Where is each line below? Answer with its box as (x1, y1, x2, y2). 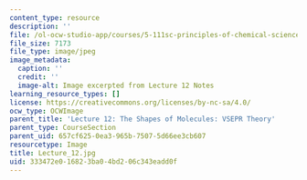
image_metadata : (9, 55, 71, 65)
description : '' (9, 22, 71, 31)
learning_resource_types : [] (9, 89, 121, 98)
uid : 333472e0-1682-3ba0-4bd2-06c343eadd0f (9, 156, 178, 166)
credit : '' (17, 73, 59, 82)
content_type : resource (9, 13, 101, 23)
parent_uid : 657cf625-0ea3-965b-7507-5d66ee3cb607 (9, 132, 206, 141)
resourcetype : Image (9, 140, 89, 149)
